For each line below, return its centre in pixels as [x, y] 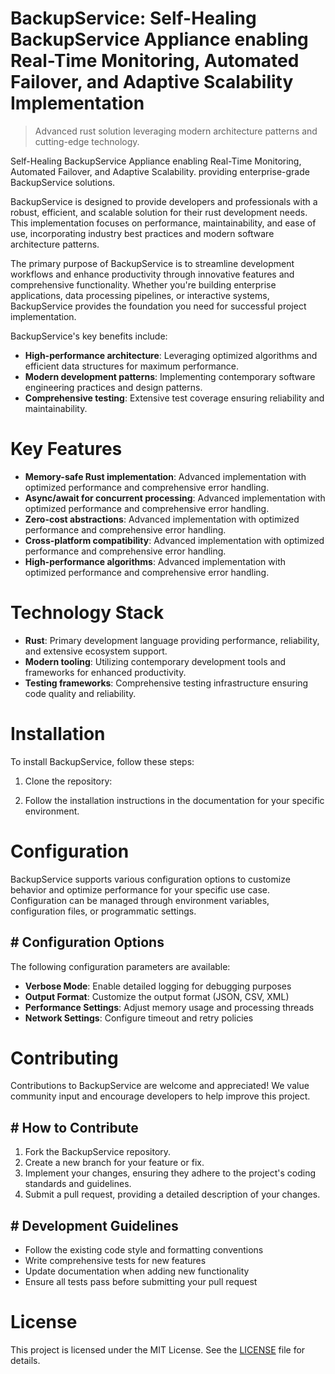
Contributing [64, 1058]
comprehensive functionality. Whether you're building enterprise [143, 284]
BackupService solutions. [63, 182]
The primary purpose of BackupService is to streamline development [152, 263]
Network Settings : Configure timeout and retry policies [139, 1018]
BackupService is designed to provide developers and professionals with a [164, 201]
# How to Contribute [74, 1127]
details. [25, 1360]
